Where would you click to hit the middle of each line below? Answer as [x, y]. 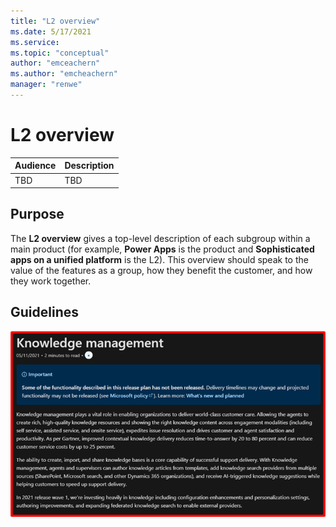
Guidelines [44, 312]
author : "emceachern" [55, 63]
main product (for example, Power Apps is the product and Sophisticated [162, 249]
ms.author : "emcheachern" [64, 74]
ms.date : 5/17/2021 [51, 31]
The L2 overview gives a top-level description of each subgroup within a [160, 238]
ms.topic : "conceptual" [60, 53]
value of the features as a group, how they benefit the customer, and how [161, 270]
